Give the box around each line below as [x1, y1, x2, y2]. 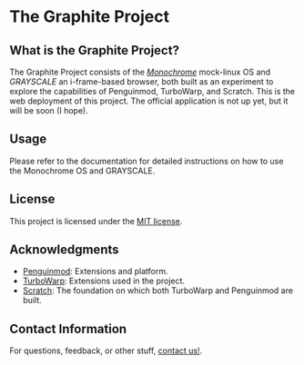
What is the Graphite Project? [9, 43, 180, 58]
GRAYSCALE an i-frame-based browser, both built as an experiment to [9, 76, 274, 87]
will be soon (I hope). [9, 105, 88, 115]
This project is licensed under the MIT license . [9, 215, 183, 226]
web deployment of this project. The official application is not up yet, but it [9, 95, 289, 106]
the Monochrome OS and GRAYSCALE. [9, 165, 156, 176]
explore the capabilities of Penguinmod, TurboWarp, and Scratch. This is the [9, 86, 296, 96]
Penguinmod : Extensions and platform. [22, 266, 168, 277]
